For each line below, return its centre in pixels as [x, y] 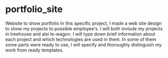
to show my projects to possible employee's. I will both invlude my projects [84, 28]
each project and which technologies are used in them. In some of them [81, 39]
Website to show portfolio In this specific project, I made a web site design [83, 23]
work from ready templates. [34, 50]
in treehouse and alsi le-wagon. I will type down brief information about [80, 34]
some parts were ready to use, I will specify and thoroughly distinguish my [83, 44]
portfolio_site [34, 9]
